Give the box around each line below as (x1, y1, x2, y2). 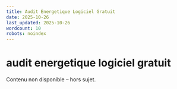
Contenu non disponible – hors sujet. (6, 76, 96, 83)
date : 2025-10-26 (6, 14, 49, 20)
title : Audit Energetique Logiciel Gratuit (6, 8, 116, 15)
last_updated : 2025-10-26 (6, 20, 70, 26)
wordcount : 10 (6, 25, 42, 31)
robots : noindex (6, 31, 46, 37)
